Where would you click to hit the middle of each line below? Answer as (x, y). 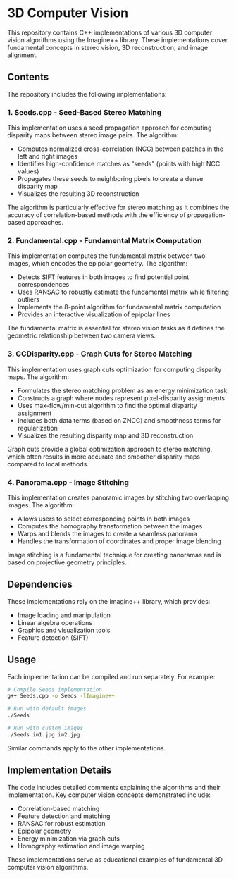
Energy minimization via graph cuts (68, 838)
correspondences (43, 285)
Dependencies (40, 585)
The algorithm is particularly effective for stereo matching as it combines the (118, 208)
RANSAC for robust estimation (61, 823)
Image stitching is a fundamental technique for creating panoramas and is (114, 555)
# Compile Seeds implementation (55, 690)
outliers (29, 299)
